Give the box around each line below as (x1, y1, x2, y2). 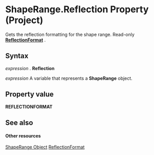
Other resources (5, 132, 41, 139)
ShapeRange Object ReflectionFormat (5, 144, 85, 150)
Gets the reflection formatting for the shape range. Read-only (5, 31, 135, 37)
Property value (5, 90, 54, 99)
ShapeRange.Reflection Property (5, 4, 149, 15)
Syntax (5, 52, 29, 60)
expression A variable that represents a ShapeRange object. (5, 75, 133, 81)
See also (5, 118, 33, 127)
